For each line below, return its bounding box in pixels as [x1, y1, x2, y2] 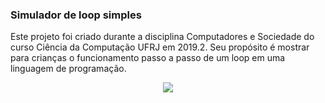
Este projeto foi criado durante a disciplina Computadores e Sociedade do [10, 31, 315, 43]
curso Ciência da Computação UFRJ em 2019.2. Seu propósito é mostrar [10, 41, 310, 53]
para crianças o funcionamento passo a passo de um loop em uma [10, 52, 286, 64]
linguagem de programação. [10, 63, 127, 75]
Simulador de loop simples [10, 8, 142, 22]
